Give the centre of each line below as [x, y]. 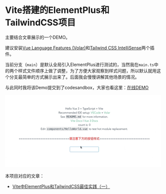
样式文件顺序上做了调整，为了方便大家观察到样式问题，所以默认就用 [87, 70]
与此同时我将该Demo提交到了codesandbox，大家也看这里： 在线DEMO [77, 87]
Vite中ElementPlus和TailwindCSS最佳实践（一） [61, 186]
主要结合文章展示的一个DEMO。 [38, 37]
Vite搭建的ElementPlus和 [57, 10]
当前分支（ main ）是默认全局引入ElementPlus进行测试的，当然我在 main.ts [80, 65]
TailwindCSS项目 [40, 23]
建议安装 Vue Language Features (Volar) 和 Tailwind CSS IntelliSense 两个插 [80, 48]
